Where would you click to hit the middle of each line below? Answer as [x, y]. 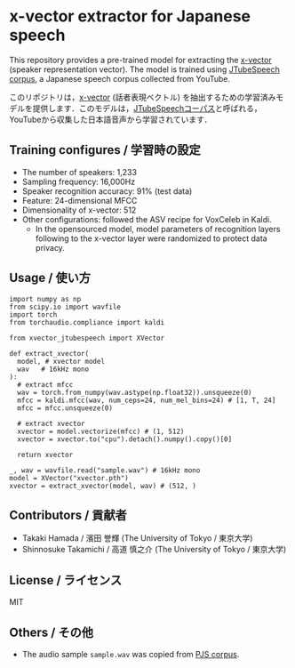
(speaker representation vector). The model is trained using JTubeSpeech [144, 69]
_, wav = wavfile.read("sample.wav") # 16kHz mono [105, 470]
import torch [33, 314]
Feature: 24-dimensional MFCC [80, 200]
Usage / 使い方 [50, 278]
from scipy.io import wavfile [65, 307]
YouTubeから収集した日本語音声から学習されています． [111, 119]
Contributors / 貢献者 [68, 515]
